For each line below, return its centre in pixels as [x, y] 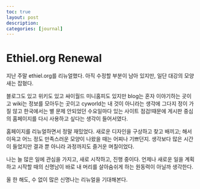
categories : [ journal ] [35, 29]
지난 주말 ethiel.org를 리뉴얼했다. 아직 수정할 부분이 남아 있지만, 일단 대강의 [95, 76]
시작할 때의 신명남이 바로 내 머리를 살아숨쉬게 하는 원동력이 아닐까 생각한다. [105, 167]
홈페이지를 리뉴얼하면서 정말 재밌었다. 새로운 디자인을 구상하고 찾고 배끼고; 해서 [99, 132]
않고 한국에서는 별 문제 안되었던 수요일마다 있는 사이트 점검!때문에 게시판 [97, 111]
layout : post [23, 17]
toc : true [19, 12]
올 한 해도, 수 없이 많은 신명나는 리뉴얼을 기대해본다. [67, 180]
